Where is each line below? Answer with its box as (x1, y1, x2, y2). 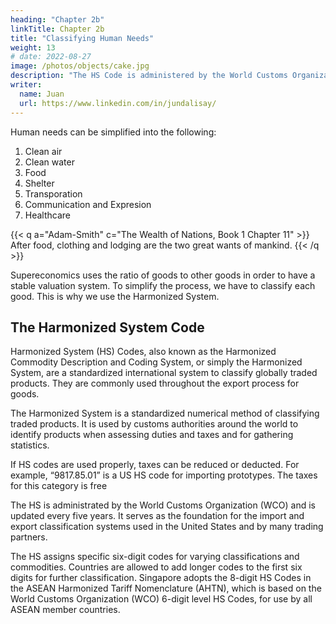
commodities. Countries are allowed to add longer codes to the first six (10, 561, 303, 573)
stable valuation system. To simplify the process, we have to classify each (10, 279, 316, 291)
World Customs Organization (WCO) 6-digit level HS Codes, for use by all (10, 593, 313, 605)
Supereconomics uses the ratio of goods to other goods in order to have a (10, 269, 316, 281)
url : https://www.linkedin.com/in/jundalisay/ (19, 98, 217, 108)
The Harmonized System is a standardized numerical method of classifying (10, 407, 320, 420)
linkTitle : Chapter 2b (10, 24, 105, 34)
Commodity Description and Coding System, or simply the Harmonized (10, 356, 303, 368)
